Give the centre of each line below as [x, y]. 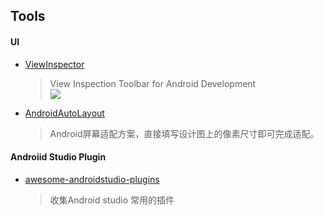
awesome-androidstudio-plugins [92, 179]
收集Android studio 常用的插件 [112, 200]
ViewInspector [54, 64]
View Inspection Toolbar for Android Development [153, 83]
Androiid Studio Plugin [58, 157]
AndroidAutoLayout [64, 113]
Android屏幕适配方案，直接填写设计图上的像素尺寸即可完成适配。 [184, 133]
